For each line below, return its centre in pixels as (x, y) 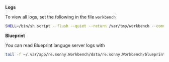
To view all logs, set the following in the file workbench (60, 17)
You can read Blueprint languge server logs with (55, 45)
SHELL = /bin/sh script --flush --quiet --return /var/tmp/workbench (77, 26)
